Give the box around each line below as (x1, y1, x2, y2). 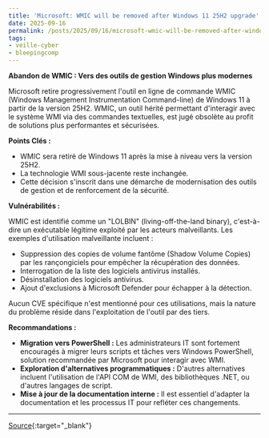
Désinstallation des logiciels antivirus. (19, 275, 144, 284)
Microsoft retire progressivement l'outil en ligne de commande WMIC (8, 86, 236, 96)
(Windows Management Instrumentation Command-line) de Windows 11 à (8, 95, 251, 104)
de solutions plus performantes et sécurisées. (8, 121, 160, 130)
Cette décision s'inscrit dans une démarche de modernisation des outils (19, 177, 258, 187)
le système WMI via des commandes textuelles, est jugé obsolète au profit (8, 112, 254, 121)
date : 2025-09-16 (8, 19, 66, 27)
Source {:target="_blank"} (8, 421, 92, 430)
